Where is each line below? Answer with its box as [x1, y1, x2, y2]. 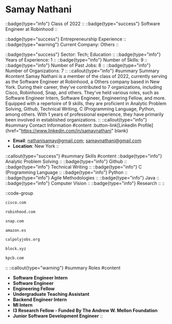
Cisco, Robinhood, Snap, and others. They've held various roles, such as [5, 89, 159, 95]
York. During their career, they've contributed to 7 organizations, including [5, 84, 162, 90]
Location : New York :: [12, 143, 59, 149]
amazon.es [5, 228, 27, 233]
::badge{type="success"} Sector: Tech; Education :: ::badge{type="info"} [5, 51, 161, 57]
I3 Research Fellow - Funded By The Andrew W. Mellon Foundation [12, 308, 158, 314]
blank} [114, 127, 128, 134]
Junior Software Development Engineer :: [12, 313, 103, 319]
